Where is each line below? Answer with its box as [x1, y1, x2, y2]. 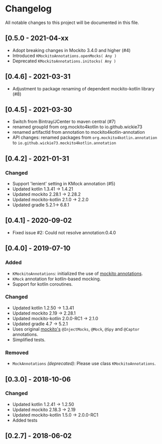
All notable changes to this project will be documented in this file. [5, 19, 140, 25]
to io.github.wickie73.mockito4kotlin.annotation [12, 140, 116, 146]
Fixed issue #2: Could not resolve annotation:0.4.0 [12, 229, 116, 235]
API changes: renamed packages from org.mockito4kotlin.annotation [12, 134, 158, 140]
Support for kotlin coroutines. [12, 281, 73, 287]
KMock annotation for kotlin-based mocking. [12, 276, 101, 282]
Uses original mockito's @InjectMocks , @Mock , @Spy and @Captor [12, 326, 140, 332]
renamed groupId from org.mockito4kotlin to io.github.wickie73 [12, 124, 143, 130]
